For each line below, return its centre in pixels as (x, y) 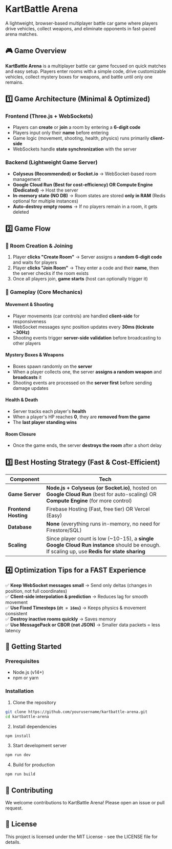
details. (13, 842)
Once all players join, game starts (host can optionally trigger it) (80, 279)
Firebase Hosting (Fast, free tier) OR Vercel (98, 509)
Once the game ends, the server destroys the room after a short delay (87, 445)
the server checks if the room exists (50, 273)
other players (27, 343)
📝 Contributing (29, 790)
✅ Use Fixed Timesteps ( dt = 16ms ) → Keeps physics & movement (76, 608)
